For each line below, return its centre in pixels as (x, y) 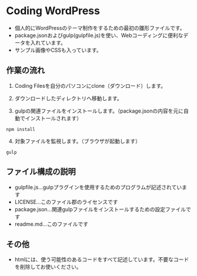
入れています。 (48, 42)
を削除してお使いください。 (48, 267)
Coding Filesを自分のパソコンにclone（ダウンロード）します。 (90, 86)
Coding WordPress (53, 11)
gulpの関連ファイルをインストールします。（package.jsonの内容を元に (99, 111)
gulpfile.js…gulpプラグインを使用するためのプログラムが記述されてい (98, 187)
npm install (21, 129)
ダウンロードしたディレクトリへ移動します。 (68, 98)
